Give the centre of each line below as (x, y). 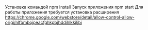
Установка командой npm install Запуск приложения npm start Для (74, 7)
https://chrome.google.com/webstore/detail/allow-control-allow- (70, 17)
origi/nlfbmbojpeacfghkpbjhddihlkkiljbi (43, 22)
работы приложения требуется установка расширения (62, 12)
